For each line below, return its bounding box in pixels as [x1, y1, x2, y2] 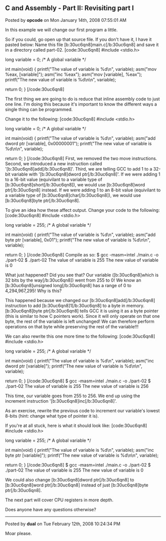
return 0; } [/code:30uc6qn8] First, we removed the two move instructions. [5, 155, 157, 161]
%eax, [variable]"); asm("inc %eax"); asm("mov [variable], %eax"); [5, 71, 142, 77]
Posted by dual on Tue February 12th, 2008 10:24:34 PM [5, 521, 121, 527]
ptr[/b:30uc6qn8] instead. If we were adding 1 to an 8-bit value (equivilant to [5, 187, 161, 193]
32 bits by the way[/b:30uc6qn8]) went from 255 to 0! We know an [5, 277, 142, 283]
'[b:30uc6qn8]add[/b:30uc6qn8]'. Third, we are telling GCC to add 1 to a [5, 166, 152, 172]
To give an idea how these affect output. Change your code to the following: [5, 207, 160, 213]
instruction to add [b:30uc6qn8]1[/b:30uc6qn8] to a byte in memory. [5, 302, 145, 308]
